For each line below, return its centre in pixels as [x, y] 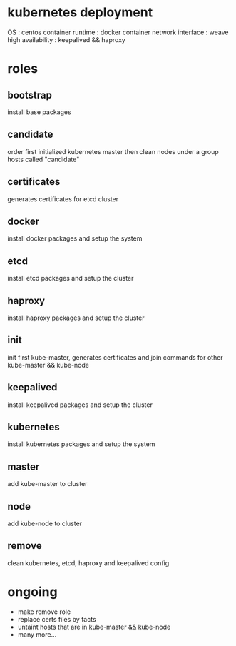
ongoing [33, 592]
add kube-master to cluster [47, 484]
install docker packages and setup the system [75, 238]
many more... [37, 634]
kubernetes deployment [80, 12]
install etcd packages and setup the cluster [71, 278]
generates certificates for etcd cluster [63, 199]
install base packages [39, 112]
